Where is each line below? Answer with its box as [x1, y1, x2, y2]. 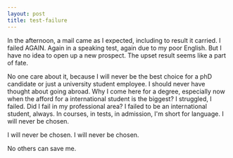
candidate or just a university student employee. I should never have [7, 79, 206, 88]
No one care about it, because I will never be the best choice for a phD [7, 72, 213, 81]
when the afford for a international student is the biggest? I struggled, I [7, 94, 213, 103]
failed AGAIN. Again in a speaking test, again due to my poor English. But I [7, 44, 222, 52]
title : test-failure [7, 17, 68, 24]
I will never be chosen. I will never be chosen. [7, 131, 139, 139]
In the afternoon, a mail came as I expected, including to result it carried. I [7, 36, 221, 44]
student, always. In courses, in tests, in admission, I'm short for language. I [7, 110, 224, 118]
